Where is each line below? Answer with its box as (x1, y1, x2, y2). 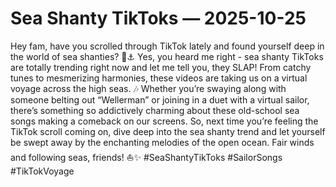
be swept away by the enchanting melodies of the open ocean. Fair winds (10, 136, 315, 148)
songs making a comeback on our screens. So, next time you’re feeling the (10, 115, 319, 127)
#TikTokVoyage (10, 165, 75, 177)
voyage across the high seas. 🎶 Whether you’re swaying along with (10, 82, 287, 94)
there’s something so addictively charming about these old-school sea (10, 104, 300, 116)
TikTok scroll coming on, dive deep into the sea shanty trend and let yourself (10, 125, 326, 137)
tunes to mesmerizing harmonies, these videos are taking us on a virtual (10, 72, 308, 84)
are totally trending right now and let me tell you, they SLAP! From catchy (10, 61, 312, 73)
